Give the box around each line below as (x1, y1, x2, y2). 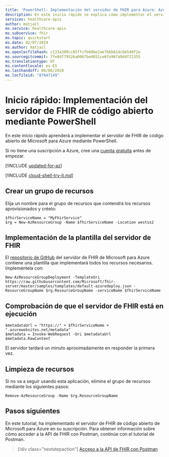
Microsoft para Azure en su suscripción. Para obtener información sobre (5, 425, 155, 431)
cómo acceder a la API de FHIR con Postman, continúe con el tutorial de (5, 431, 155, 437)
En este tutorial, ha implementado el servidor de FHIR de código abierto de (5, 420, 160, 426)
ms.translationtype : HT (5, 59, 55, 64)
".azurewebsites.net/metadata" (5, 327, 71, 332)
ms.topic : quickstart (5, 36, 51, 41)
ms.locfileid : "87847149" (5, 73, 59, 78)
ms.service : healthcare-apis (5, 26, 66, 31)
